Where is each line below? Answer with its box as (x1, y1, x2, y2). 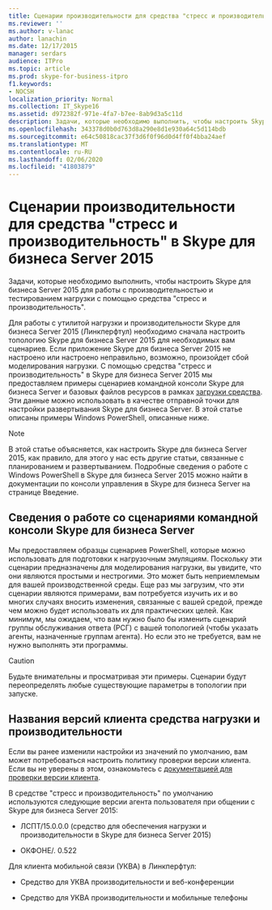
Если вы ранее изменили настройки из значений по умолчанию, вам (8, 746, 249, 756)
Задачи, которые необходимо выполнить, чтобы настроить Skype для (8, 277, 251, 287)
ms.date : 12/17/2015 (8, 42, 79, 50)
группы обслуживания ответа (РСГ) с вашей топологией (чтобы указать (8, 623, 259, 632)
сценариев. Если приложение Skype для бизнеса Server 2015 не (8, 344, 232, 354)
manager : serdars (8, 50, 67, 58)
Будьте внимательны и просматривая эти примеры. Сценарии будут (8, 671, 247, 681)
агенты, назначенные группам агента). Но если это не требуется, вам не (8, 631, 261, 641)
